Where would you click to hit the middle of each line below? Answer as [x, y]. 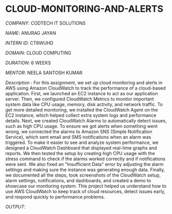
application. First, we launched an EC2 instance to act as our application [82, 93]
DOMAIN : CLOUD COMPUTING [39, 53]
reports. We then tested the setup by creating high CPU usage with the [80, 153]
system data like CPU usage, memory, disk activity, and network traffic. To [84, 104]
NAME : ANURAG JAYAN [31, 33]
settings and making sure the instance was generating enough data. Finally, [85, 169]
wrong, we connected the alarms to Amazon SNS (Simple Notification [79, 132]
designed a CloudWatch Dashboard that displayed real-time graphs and [81, 148]
